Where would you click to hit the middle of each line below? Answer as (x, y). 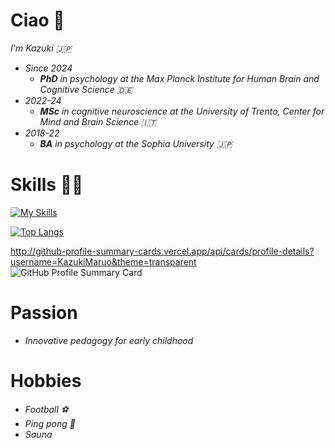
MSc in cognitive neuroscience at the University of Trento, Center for (182, 111)
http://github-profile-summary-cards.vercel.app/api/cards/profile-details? (162, 251)
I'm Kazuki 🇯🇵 (41, 48)
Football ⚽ (46, 409)
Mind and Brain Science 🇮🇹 (98, 121)
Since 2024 (48, 68)
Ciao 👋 (37, 20)
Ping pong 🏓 (50, 423)
